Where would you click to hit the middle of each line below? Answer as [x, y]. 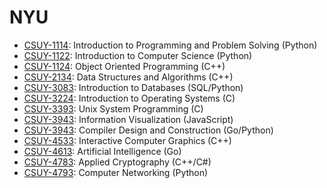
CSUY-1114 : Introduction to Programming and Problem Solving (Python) [170, 45]
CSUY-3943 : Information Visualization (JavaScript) [128, 119]
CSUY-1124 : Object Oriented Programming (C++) [124, 66]
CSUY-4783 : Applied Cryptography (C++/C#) [117, 162]
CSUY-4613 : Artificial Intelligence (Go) [102, 151]
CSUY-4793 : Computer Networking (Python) [116, 172]
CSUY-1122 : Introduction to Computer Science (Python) [138, 55]
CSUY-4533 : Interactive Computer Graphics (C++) [127, 140]
